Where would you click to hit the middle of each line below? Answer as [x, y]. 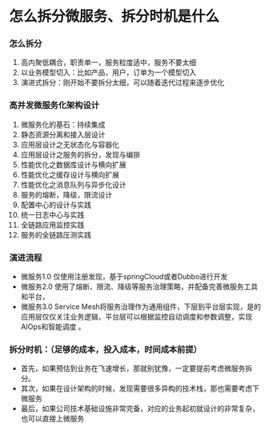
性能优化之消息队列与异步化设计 [73, 185]
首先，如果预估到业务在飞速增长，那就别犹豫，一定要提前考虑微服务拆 [137, 368]
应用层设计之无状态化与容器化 [70, 144]
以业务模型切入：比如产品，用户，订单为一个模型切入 [108, 72]
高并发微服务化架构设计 [54, 105]
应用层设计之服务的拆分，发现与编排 [80, 154]
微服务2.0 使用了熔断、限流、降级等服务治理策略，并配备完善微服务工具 [139, 287]
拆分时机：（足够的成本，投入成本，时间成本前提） [106, 350]
